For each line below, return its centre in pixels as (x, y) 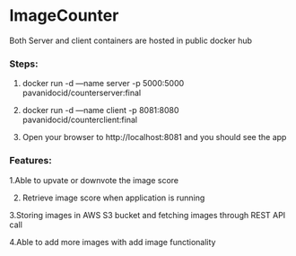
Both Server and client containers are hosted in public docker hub (131, 40)
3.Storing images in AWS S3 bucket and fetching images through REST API (148, 215)
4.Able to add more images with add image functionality (113, 242)
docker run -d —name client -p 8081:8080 (100, 110)
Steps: (24, 64)
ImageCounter (64, 16)
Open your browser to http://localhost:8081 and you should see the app (154, 137)
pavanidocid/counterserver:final (82, 93)
